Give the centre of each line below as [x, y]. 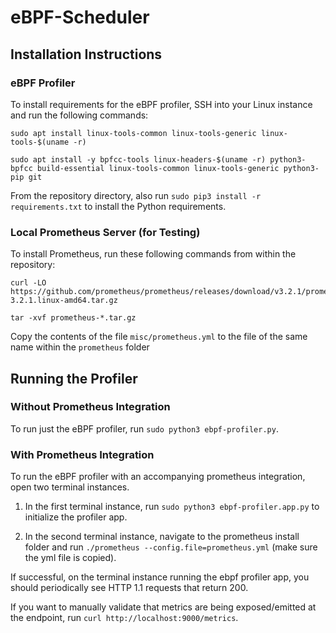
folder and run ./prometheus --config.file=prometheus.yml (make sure [171, 547]
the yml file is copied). [70, 558]
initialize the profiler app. [76, 517]
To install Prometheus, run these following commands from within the [153, 254]
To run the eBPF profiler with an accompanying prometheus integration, [158, 477]
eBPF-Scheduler [80, 17]
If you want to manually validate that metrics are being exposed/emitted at [163, 607]
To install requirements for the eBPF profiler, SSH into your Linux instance [161, 104]
